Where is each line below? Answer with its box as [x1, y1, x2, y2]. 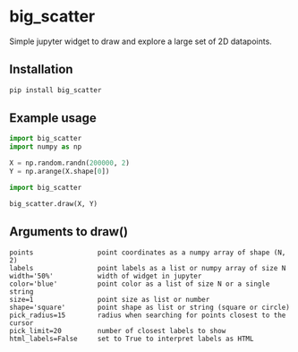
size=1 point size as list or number [9, 295, 210, 304]
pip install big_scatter [9, 85, 102, 95]
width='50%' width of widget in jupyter [9, 271, 202, 280]
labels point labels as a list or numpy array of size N [9, 263, 286, 272]
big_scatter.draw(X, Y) [9, 199, 98, 208]
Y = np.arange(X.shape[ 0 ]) [9, 167, 110, 176]
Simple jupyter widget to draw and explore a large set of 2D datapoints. [9, 36, 273, 47]
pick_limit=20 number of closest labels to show [9, 326, 226, 335]
